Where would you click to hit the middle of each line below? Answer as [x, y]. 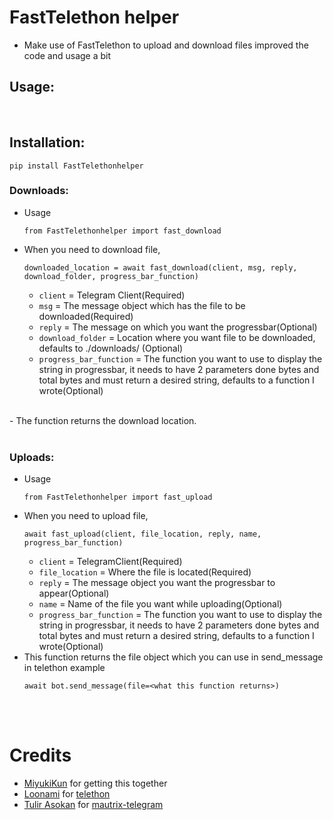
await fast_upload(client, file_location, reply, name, [142, 534]
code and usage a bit [67, 55]
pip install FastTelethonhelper [76, 166]
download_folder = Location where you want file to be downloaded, [177, 337]
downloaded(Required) [86, 316]
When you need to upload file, [86, 516]
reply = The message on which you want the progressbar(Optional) [178, 327]
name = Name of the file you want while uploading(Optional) [160, 604]
